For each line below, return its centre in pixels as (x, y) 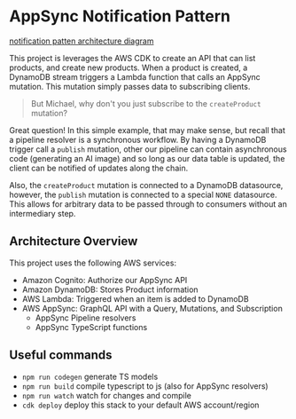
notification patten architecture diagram (82, 41)
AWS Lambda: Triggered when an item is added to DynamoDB (136, 298)
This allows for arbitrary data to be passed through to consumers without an (148, 204)
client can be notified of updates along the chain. (99, 168)
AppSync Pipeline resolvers (86, 318)
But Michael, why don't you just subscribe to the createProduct (146, 103)
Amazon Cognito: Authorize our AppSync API (105, 280)
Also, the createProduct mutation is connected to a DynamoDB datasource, (146, 185)
